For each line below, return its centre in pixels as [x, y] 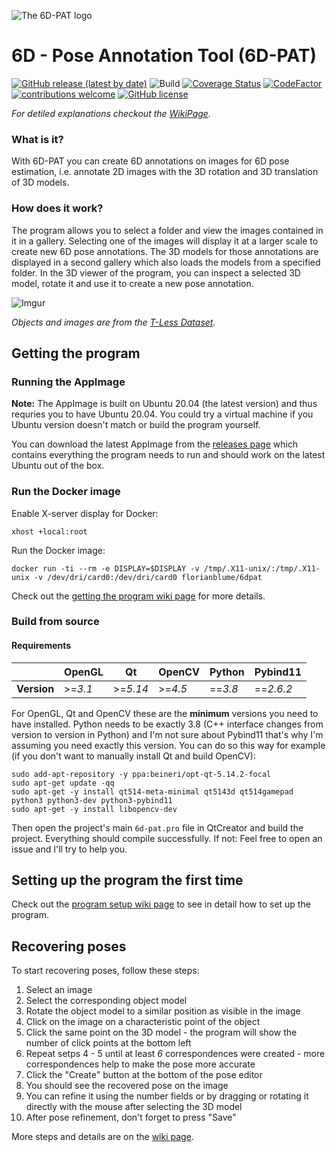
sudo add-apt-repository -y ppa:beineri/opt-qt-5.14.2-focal [141, 774]
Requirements [41, 646]
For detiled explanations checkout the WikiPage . [111, 113]
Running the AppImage [68, 382]
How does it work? [57, 208]
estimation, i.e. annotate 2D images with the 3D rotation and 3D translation [165, 172]
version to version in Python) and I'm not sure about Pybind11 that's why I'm [167, 734]
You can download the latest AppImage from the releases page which [155, 444]
